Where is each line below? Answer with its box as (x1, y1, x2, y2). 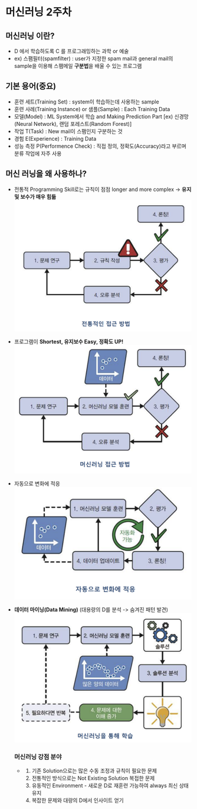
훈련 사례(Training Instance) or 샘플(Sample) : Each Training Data (14, 105, 170, 112)
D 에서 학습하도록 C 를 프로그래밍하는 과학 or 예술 (14, 48, 129, 54)
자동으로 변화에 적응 (14, 480, 60, 487)
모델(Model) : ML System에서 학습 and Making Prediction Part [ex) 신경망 (14, 113, 189, 120)
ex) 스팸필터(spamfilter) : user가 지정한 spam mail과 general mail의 (14, 55, 173, 62)
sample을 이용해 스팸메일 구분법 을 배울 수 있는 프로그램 (14, 63, 142, 69)
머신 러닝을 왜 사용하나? (5, 169, 87, 179)
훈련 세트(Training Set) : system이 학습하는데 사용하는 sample (14, 98, 160, 105)
